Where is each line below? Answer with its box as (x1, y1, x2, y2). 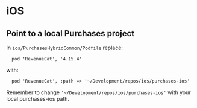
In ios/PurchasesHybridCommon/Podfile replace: (6, 44, 124, 51)
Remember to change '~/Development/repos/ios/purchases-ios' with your (6, 89, 191, 96)
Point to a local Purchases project (6, 28, 134, 39)
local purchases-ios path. (6, 95, 70, 102)
